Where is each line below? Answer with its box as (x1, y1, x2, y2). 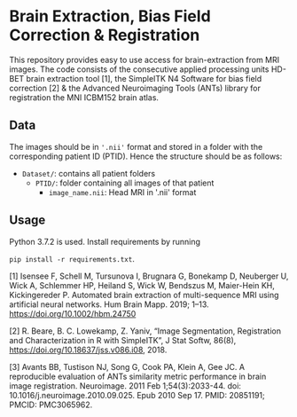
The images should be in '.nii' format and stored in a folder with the (9, 141, 263, 152)
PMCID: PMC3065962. (9, 399, 93, 410)
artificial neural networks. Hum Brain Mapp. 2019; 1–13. (9, 299, 210, 310)
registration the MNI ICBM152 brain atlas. (9, 91, 160, 103)
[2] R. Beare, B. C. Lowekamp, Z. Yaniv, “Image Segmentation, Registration (9, 326, 282, 336)
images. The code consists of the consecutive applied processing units (9, 64, 270, 75)
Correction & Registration (9, 25, 200, 45)
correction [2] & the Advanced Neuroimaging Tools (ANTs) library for (9, 83, 262, 93)
